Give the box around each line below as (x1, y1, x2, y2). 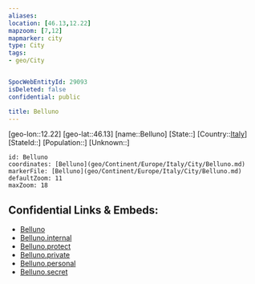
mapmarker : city (8, 34, 63, 43)
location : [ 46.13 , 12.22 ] (8, 19, 91, 27)
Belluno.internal (19, 233, 72, 243)
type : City (8, 42, 45, 50)
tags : (8, 49, 26, 57)
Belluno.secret (19, 267, 68, 277)
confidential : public (8, 93, 81, 101)
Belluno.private (19, 250, 71, 260)
